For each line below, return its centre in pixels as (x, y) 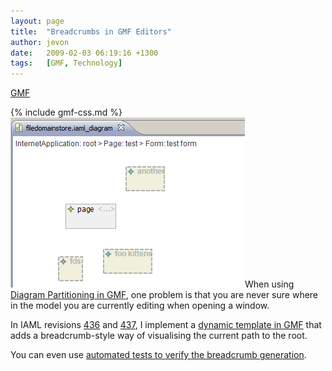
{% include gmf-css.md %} (66, 112)
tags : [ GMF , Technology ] (66, 63)
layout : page (37, 21)
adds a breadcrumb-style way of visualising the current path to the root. (159, 336)
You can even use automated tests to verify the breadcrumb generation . (158, 355)
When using (269, 284)
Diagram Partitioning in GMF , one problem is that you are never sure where (164, 295)
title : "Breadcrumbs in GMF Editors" (91, 31)
